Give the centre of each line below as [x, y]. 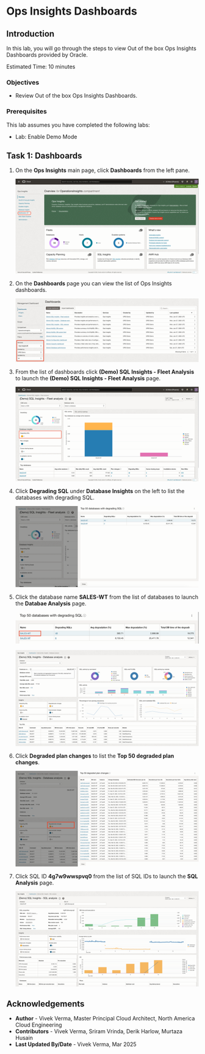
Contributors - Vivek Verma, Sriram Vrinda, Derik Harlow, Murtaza [99, 1031]
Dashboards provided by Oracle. [47, 55]
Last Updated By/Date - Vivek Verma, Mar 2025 [76, 1044]
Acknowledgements [45, 1004]
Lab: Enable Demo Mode [46, 137]
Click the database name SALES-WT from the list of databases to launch [107, 597]
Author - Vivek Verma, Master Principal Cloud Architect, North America [105, 1019]
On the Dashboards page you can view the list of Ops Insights [93, 283]
